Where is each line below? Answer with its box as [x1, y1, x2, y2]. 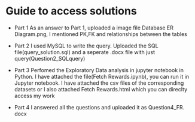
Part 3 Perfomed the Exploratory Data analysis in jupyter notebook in [14, 66, 184, 73]
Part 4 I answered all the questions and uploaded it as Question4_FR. [14, 103, 185, 111]
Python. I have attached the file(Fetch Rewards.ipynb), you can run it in [14, 73, 190, 80]
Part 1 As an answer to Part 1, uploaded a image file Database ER [14, 24, 174, 31]
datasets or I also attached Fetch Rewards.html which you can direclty [14, 85, 188, 93]
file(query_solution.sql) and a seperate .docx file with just [14, 48, 156, 55]
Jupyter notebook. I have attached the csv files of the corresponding [14, 79, 184, 87]
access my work [14, 92, 55, 99]
